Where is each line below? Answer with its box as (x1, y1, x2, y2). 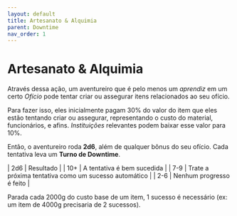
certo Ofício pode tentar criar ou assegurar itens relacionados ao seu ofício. (7, 92, 230, 101)
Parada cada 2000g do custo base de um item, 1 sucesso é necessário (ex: (7, 193, 228, 202)
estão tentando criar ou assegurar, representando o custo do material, (7, 113, 214, 122)
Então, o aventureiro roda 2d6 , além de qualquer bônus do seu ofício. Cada (7, 143, 229, 151)
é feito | (7, 179, 30, 187)
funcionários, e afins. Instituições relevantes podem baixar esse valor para (7, 121, 226, 130)
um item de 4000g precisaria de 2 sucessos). (7, 200, 141, 209)
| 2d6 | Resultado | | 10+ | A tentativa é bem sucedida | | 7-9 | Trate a (7, 164, 209, 173)
